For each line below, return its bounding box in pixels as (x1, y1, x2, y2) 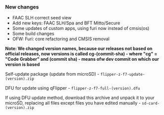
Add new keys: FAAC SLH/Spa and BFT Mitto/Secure (12, 20, 120, 26)
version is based (5, 61, 40, 68)
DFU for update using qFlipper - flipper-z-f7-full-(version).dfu (5, 85, 140, 91)
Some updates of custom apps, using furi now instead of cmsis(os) (12, 25, 150, 31)
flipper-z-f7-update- (100, 72, 145, 77)
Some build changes (12, 31, 55, 37)
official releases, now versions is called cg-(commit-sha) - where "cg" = (5, 51, 158, 57)
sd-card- (142, 101, 160, 106)
